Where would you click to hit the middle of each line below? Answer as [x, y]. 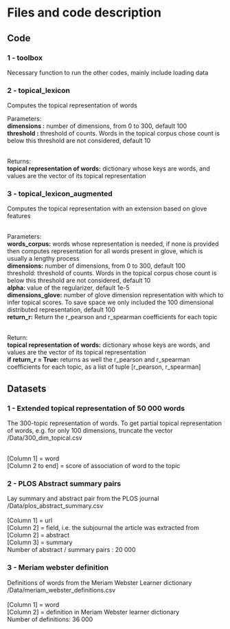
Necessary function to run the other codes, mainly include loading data [108, 72]
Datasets [27, 388]
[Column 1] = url [30, 520]
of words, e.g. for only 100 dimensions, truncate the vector [90, 431]
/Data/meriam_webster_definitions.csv [61, 590]
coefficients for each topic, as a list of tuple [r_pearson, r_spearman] [104, 367]
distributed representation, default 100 [61, 310]
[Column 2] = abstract [38, 535]
